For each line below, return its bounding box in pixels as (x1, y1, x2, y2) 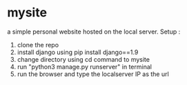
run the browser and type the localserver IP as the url (17, 70, 169, 78)
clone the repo (17, 40, 59, 49)
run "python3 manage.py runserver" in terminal (17, 62, 152, 71)
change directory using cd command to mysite (17, 55, 150, 63)
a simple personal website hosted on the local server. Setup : (7, 27, 181, 36)
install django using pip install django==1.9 (17, 48, 139, 56)
